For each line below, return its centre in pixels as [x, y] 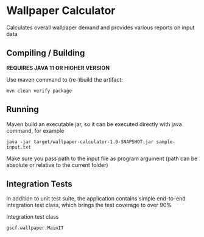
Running [23, 109]
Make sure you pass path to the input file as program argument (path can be [102, 158]
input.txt [19, 147]
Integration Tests [39, 184]
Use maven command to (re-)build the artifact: [65, 79]
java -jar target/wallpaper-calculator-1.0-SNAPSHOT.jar [80, 142]
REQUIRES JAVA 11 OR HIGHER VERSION [58, 68]
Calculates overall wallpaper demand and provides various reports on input [100, 27]
